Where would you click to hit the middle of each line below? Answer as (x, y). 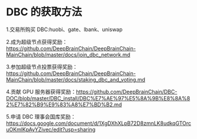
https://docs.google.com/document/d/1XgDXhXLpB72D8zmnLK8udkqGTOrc (99, 123)
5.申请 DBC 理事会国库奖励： (41, 116)
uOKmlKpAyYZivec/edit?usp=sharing (51, 129)
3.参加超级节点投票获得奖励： (42, 67)
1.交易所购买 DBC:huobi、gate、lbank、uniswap (64, 29)
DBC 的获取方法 (44, 12)
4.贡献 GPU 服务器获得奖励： (41, 91)
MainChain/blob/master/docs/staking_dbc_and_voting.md (76, 79)
